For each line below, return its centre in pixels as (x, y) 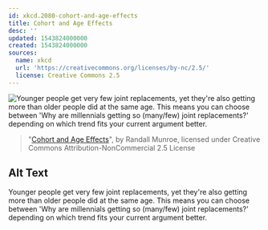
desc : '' (23, 30)
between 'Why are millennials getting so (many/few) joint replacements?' (128, 209)
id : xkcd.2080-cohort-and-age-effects (73, 16)
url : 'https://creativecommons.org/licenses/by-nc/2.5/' (113, 68)
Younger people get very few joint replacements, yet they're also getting (128, 192)
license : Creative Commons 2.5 (68, 75)
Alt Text (28, 173)
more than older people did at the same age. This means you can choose (129, 200)
